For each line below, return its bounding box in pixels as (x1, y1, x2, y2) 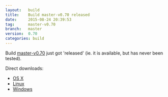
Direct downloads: (5, 65, 44, 71)
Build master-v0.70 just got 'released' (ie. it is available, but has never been (5, 50, 163, 56)
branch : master (5, 27, 42, 32)
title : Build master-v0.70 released (5, 12, 90, 17)
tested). (5, 55, 22, 61)
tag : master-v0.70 (5, 21, 56, 27)
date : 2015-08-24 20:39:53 (5, 17, 72, 22)
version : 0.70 (5, 31, 38, 36)
